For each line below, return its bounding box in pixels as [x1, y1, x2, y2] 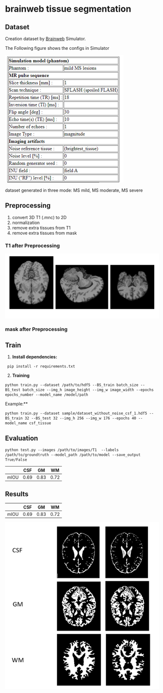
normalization [12, 220, 40, 225]
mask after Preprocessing [5, 326, 68, 333]
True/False [5, 457, 27, 462]
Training [12, 372, 30, 379]
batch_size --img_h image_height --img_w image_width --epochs [22, 387, 154, 392]
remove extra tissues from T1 [12, 224, 71, 230]
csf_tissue [29, 421, 51, 426]
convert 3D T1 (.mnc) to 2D [12, 214, 67, 220]
